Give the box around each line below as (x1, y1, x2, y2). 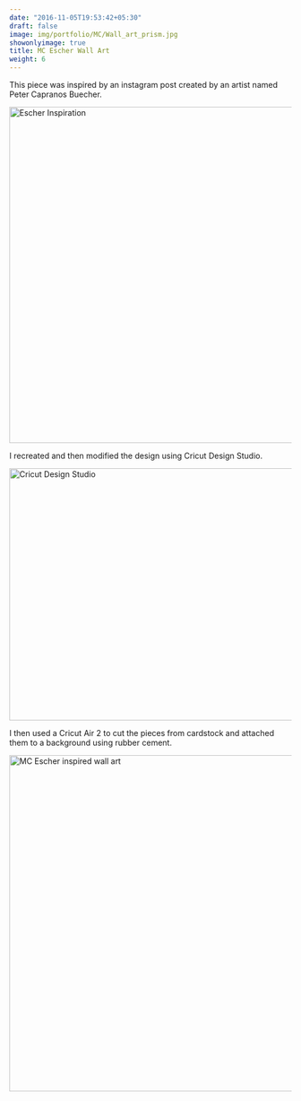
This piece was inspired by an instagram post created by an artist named (9, 80, 279, 90)
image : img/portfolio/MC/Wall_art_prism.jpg (9, 30, 178, 39)
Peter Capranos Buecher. (9, 89, 103, 100)
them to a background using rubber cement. (9, 737, 173, 748)
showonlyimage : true (9, 38, 87, 48)
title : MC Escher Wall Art (9, 47, 110, 56)
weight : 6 (9, 55, 47, 64)
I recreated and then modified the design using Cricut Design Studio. (9, 450, 262, 461)
